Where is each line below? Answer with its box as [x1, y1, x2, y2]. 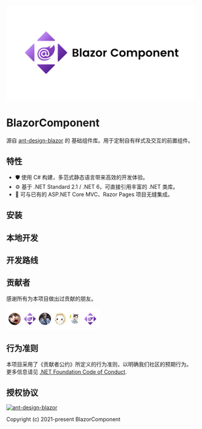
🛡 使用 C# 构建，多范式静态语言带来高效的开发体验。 [15, 174, 148, 181]
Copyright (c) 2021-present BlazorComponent [6, 416, 121, 423]
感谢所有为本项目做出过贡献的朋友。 [6, 295, 97, 302]
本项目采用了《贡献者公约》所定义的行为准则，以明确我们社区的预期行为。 [6, 360, 192, 368]
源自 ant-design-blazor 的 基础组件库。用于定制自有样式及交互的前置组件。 [6, 137, 194, 144]
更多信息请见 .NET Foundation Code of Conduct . [6, 368, 127, 375]
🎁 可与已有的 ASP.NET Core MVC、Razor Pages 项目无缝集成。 [15, 191, 174, 198]
